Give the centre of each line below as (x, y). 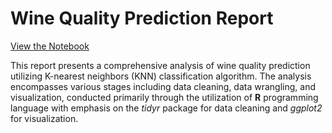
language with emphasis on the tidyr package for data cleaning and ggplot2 (166, 108)
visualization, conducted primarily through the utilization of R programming (164, 97)
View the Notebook (50, 46)
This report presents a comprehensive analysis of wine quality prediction (160, 65)
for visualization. (44, 118)
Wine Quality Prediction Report (142, 18)
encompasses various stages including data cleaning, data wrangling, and (163, 86)
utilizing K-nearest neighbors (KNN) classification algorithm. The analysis (161, 76)
